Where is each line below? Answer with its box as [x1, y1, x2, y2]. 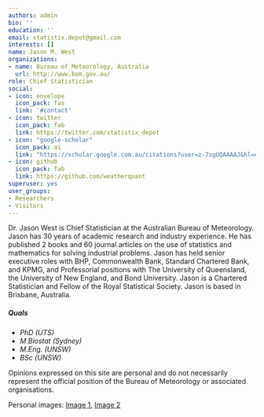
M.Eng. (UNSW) [19, 345, 71, 354]
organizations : [8, 56, 58, 64]
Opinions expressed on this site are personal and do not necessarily [8, 368, 228, 378]
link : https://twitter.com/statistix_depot [15, 128, 159, 136]
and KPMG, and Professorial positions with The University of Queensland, [8, 265, 247, 275]
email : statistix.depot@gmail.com [8, 33, 122, 42]
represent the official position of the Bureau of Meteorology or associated [8, 377, 247, 386]
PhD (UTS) [19, 328, 55, 338]
